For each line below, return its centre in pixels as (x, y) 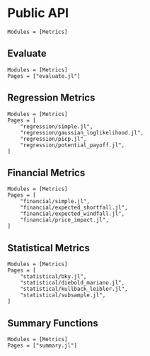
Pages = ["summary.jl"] (42, 345)
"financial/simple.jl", (55, 202)
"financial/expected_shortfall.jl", (74, 208)
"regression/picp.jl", (53, 139)
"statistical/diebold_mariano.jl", (73, 283)
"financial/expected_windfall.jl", (73, 214)
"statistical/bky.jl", (53, 277)
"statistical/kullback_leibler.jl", (74, 289)
